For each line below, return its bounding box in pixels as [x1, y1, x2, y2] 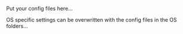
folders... [6, 23, 29, 29]
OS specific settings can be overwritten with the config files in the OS [6, 16, 177, 23]
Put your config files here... [6, 5, 73, 12]
